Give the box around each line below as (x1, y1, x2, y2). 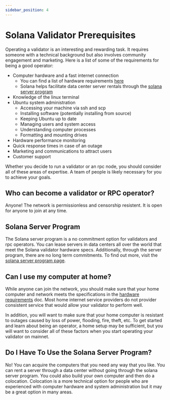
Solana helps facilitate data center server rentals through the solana (20, 83, 162, 89)
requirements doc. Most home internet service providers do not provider (5, 297, 157, 303)
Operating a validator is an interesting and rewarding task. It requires (5, 46, 149, 52)
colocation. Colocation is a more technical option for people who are (5, 378, 149, 384)
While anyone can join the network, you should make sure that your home (5, 286, 159, 292)
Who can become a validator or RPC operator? (5, 189, 155, 197)
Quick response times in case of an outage (12, 142, 103, 149)
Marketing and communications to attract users (12, 148, 112, 154)
